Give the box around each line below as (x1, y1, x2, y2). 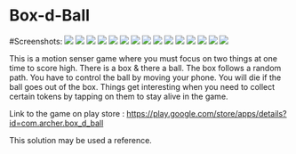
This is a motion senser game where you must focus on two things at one (9, 53, 278, 63)
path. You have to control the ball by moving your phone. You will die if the (9, 72, 282, 83)
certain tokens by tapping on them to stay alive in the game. (9, 91, 228, 101)
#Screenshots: (9, 36, 63, 46)
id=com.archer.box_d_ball (9, 118, 104, 128)
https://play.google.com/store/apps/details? (126, 108, 287, 118)
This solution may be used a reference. (9, 134, 153, 145)
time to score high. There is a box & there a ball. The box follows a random (9, 62, 282, 73)
